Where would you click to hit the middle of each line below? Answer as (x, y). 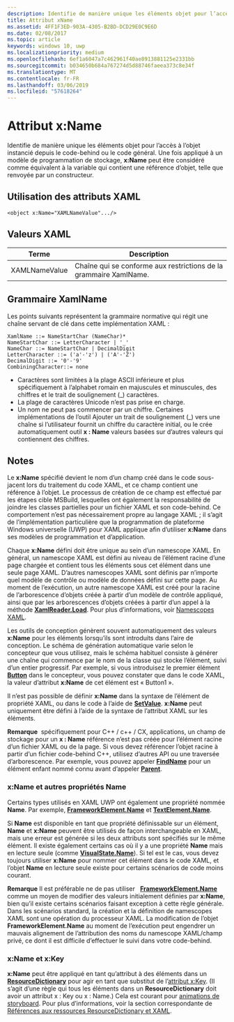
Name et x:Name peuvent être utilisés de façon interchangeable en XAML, (114, 830)
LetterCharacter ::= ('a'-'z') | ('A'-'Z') (71, 354)
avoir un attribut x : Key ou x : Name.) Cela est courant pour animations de (114, 995)
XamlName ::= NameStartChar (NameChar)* (67, 336)
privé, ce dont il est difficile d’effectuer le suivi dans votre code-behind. (110, 940)
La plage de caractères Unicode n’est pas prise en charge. (101, 402)
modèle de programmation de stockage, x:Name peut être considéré (106, 160)
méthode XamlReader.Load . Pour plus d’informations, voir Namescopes (111, 610)
